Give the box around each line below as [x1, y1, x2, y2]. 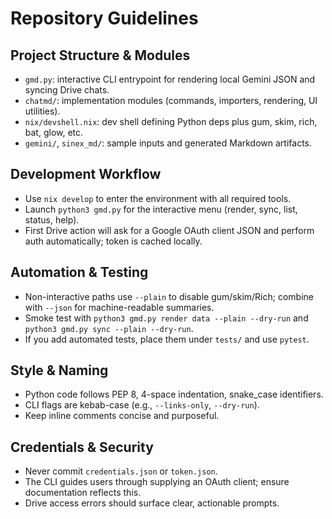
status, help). [24, 213, 80, 226]
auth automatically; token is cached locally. [24, 235, 203, 247]
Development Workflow [10, 166, 162, 183]
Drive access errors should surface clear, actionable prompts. [24, 497, 280, 509]
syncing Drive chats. [24, 84, 110, 96]
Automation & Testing [10, 264, 149, 281]
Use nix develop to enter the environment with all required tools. [24, 192, 292, 204]
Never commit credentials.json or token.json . [24, 465, 218, 477]
